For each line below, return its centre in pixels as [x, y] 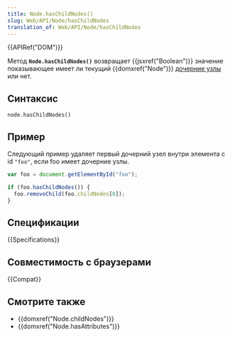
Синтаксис [33, 98]
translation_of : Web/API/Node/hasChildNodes [74, 27]
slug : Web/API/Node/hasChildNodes [59, 21]
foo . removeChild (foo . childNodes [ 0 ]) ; [70, 194]
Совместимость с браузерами [79, 262]
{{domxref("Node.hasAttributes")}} [69, 326]
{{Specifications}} [34, 240]
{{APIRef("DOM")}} [35, 48]
